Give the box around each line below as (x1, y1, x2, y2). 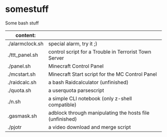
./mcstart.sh (7, 71, 36, 78)
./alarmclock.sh (7, 40, 44, 47)
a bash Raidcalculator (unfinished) (48, 79, 129, 86)
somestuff (5, 3, 49, 15)
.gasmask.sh (7, 112, 37, 119)
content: (15, 31, 36, 38)
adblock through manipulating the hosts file (48, 109, 150, 116)
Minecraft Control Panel (48, 62, 104, 69)
